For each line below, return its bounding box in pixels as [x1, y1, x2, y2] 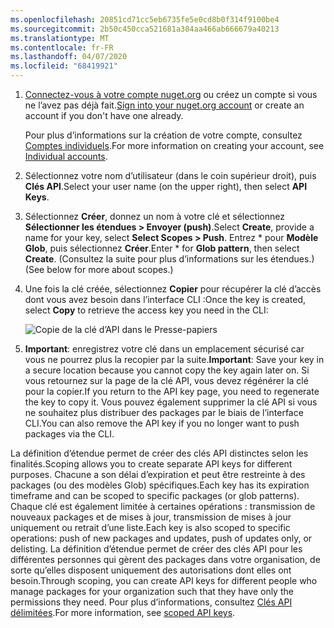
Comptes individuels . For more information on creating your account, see [24, 140, 325, 151]
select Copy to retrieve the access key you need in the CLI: [24, 304, 269, 316]
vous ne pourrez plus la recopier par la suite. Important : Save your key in [24, 354, 325, 365]
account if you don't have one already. [24, 110, 184, 121]
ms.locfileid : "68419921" [10, 61, 118, 71]
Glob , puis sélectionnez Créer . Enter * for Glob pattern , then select [24, 242, 300, 254]
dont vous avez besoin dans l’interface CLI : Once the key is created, [24, 294, 307, 305]
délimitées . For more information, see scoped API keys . [10, 607, 236, 618]
